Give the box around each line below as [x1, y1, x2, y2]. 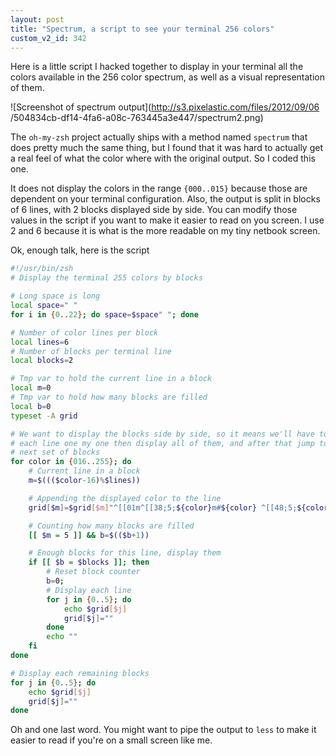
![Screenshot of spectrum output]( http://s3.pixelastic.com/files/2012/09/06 [10, 101, 320, 113]
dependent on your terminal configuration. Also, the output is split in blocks [10, 193, 321, 205]
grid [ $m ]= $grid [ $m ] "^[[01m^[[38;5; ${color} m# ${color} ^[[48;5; [28, 502, 298, 513]
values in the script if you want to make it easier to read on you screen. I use [10, 214, 325, 226]
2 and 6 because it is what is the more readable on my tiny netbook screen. [10, 225, 321, 237]
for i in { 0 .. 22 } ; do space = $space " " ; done [10, 309, 199, 320]
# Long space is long [10, 291, 101, 301]
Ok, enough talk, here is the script [10, 244, 150, 256]
